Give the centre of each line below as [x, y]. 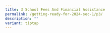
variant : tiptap [22, 23]
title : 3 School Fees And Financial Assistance [55, 9]
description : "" [22, 18]
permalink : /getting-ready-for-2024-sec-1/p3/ [54, 14]
